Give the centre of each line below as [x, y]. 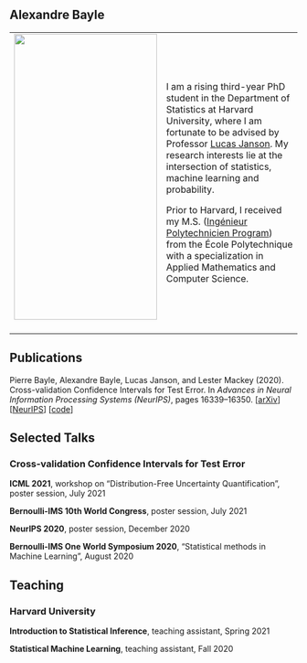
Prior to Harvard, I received [224, 209]
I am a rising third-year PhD [226, 86]
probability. [190, 189]
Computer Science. [207, 278]
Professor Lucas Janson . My [228, 144]
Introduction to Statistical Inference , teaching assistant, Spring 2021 [140, 631]
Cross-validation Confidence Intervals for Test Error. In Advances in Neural [151, 390]
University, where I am [214, 121]
